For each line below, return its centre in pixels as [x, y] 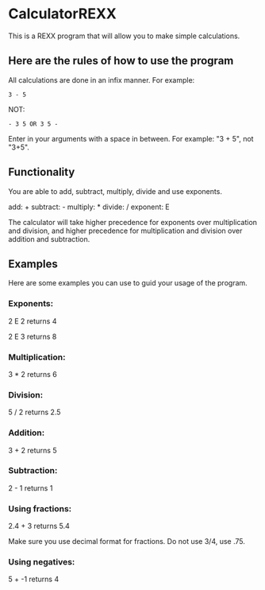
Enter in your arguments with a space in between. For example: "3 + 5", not [131, 138]
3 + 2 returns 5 [33, 450]
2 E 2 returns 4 [33, 321]
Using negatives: [42, 562]
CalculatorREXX [63, 14]
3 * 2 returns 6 [33, 374]
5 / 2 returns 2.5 [35, 412]
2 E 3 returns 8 [33, 336]
